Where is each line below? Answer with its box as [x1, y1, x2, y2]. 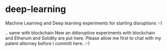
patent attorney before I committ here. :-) [5, 40, 90, 46]
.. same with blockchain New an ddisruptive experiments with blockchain [5, 29, 155, 35]
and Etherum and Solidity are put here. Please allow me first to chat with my [5, 35, 161, 41]
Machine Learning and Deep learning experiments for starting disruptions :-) [5, 20, 162, 26]
